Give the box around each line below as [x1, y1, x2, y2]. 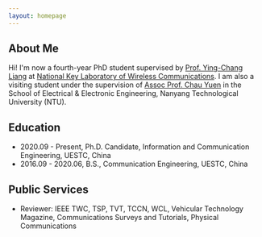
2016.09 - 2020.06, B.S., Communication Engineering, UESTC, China [19, 159, 248, 169]
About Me [8, 42, 59, 56]
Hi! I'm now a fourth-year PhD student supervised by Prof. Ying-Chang [8, 63, 243, 73]
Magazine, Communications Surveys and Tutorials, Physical [19, 213, 219, 222]
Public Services [8, 182, 89, 196]
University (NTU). [8, 98, 67, 107]
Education [8, 120, 61, 134]
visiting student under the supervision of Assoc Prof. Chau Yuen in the [8, 80, 242, 89]
